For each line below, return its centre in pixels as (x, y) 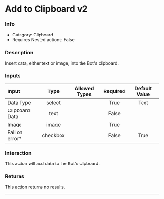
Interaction (18, 153)
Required (114, 91)
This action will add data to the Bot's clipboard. (52, 163)
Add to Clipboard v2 (46, 9)
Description (19, 53)
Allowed (84, 89)
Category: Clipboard (32, 35)
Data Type (19, 103)
